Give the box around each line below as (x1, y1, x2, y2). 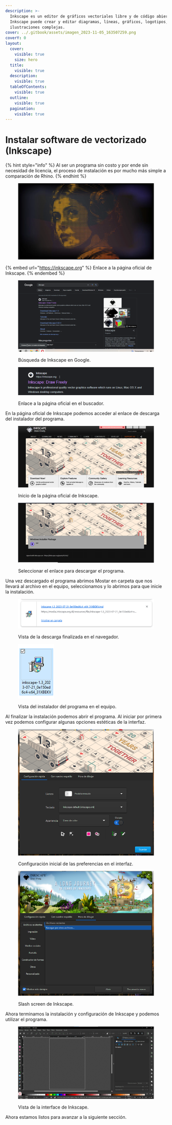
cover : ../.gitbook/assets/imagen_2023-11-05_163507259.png (5, 30, 137, 35)
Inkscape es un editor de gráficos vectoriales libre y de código (10, 13, 155, 19)
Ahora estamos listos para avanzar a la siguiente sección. (5, 1114, 127, 1120)
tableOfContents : (10, 84, 47, 90)
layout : (5, 41, 22, 46)
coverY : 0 (5, 35, 27, 41)
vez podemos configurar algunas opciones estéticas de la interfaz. (5, 719, 146, 725)
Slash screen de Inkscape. (18, 1001, 74, 1007)
